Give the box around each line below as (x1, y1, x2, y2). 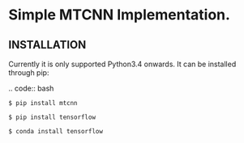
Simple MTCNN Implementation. (8, 6, 231, 24)
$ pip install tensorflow (8, 113, 96, 121)
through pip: (8, 68, 49, 78)
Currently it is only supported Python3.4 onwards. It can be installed (8, 59, 237, 69)
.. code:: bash (8, 83, 54, 93)
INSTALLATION (8, 38, 87, 52)
